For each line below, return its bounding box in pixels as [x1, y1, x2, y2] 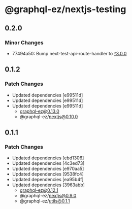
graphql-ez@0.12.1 [19, 187, 58, 193]
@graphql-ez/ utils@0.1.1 [19, 198, 70, 204]
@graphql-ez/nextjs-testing [5, 4, 126, 15]
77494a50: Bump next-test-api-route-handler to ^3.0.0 [12, 50, 127, 56]
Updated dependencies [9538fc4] [12, 171, 84, 177]
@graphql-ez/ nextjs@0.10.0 [19, 113, 78, 120]
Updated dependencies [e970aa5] [12, 166, 84, 172]
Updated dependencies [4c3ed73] [12, 160, 85, 166]
